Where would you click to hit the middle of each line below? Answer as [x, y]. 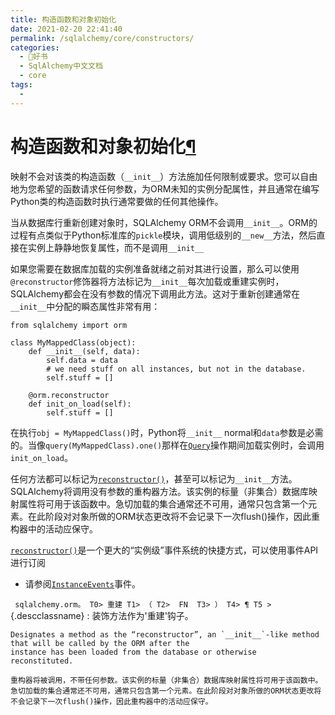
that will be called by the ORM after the [100, 643]
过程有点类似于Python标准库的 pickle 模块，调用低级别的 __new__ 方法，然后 [163, 235]
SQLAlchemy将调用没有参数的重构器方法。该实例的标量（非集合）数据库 [160, 491]
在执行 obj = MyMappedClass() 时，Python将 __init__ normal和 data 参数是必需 [167, 432]
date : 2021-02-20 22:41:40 [66, 29]
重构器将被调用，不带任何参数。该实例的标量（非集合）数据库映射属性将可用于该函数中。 [166, 680]
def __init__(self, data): [84, 351]
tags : [21, 85]
